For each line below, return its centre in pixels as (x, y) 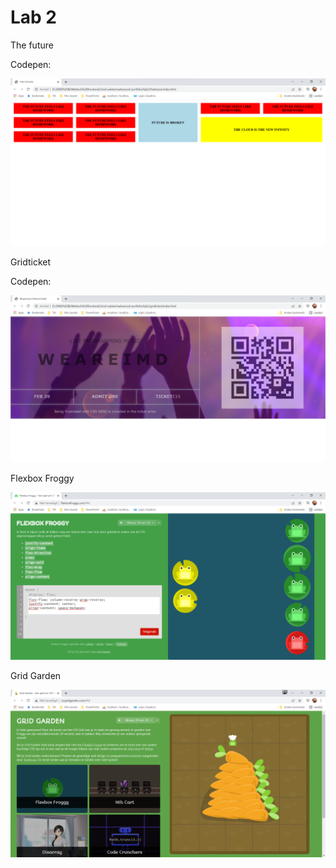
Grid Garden (36, 676)
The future (32, 45)
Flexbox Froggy (42, 478)
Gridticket (31, 262)
